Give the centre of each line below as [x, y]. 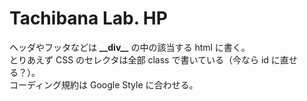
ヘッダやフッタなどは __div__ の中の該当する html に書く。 [130, 47]
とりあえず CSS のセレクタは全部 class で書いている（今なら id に [145, 59]
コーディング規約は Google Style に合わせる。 [104, 84]
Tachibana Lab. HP [88, 18]
